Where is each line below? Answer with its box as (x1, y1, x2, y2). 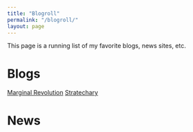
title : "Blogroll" (7, 10, 60, 17)
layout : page (7, 23, 45, 30)
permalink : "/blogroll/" (7, 16, 79, 23)
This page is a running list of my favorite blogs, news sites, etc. (7, 42, 186, 50)
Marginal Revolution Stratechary (7, 89, 99, 97)
